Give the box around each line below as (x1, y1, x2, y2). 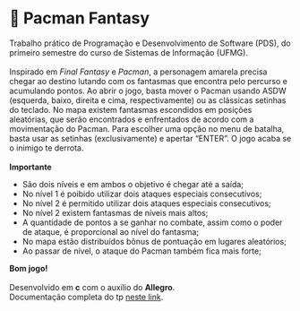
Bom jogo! (9, 263, 48, 273)
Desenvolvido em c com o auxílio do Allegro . (9, 281, 176, 292)
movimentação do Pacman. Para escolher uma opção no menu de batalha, (9, 123, 285, 134)
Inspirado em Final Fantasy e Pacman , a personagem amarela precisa (9, 66, 268, 77)
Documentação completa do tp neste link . (9, 291, 164, 302)
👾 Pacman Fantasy (9, 8, 150, 29)
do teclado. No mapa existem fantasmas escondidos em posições (9, 104, 253, 115)
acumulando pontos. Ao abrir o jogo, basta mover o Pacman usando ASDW (9, 85, 287, 96)
